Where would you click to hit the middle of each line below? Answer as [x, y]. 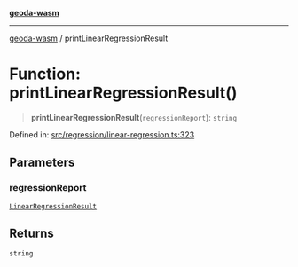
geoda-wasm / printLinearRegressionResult [89, 38]
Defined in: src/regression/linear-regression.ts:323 [102, 134]
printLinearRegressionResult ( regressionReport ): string [134, 117]
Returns [32, 234]
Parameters [42, 163]
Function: [45, 74]
